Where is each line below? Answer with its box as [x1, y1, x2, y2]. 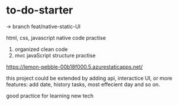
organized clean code [14, 45, 68, 53]
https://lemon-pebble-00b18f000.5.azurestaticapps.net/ [6, 63, 143, 70]
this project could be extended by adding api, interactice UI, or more [6, 74, 173, 82]
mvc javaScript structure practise [14, 52, 96, 59]
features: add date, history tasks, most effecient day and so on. [6, 80, 161, 88]
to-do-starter [6, 4, 73, 17]
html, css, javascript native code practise [6, 34, 106, 41]
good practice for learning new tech [6, 92, 93, 99]
